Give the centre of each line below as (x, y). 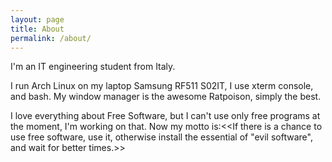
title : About (37, 29)
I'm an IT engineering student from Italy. (93, 67)
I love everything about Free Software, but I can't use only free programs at (165, 116)
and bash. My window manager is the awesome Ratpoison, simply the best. (166, 97)
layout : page (37, 19)
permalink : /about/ (51, 38)
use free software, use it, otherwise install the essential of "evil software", (161, 137)
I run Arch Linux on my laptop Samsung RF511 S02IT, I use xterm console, (162, 86)
